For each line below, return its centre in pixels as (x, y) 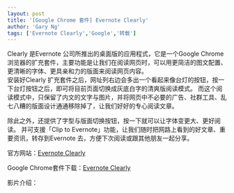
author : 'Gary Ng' (34, 26)
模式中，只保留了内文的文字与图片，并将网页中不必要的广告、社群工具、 (117, 98)
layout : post (26, 14)
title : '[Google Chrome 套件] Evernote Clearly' (78, 20)
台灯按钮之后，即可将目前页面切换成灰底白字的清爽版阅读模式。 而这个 (115, 88)
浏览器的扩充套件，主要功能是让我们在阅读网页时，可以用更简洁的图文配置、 (117, 63)
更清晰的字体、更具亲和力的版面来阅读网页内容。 (77, 71)
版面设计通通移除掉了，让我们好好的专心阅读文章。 (104, 106)
